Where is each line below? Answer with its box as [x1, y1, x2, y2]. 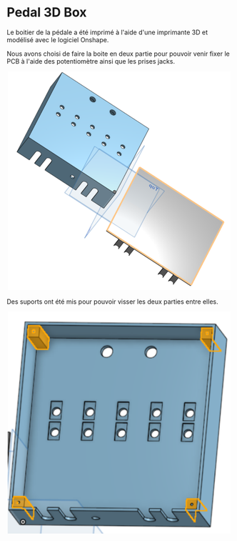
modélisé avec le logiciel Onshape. [6, 35, 109, 44]
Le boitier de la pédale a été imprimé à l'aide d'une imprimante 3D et [6, 28, 208, 36]
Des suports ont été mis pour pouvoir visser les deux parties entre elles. [6, 297, 218, 306]
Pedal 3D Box [6, 4, 87, 21]
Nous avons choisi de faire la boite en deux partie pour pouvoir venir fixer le [6, 49, 230, 58]
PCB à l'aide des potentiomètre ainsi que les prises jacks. [6, 56, 176, 65]
